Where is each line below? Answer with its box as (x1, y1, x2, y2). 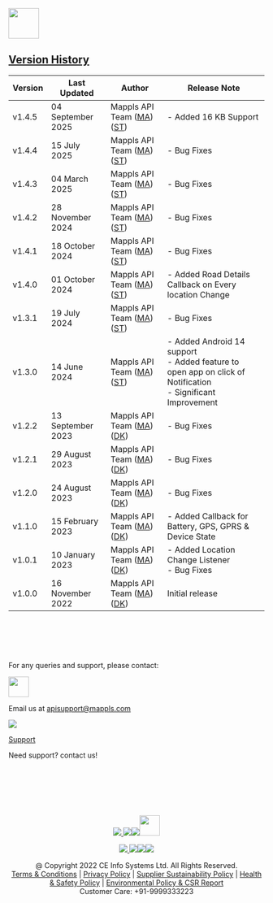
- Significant (167, 386, 216, 397)
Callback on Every (167, 279, 237, 290)
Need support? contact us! (8, 750, 98, 760)
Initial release (167, 588, 218, 599)
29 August (51, 448, 92, 459)
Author (120, 82, 149, 93)
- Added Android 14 (167, 336, 245, 347)
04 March (51, 173, 89, 185)
